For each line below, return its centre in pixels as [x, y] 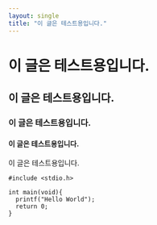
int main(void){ [35, 193]
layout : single [34, 16]
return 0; [32, 206]
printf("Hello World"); [55, 200]
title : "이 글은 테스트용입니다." [58, 23]
